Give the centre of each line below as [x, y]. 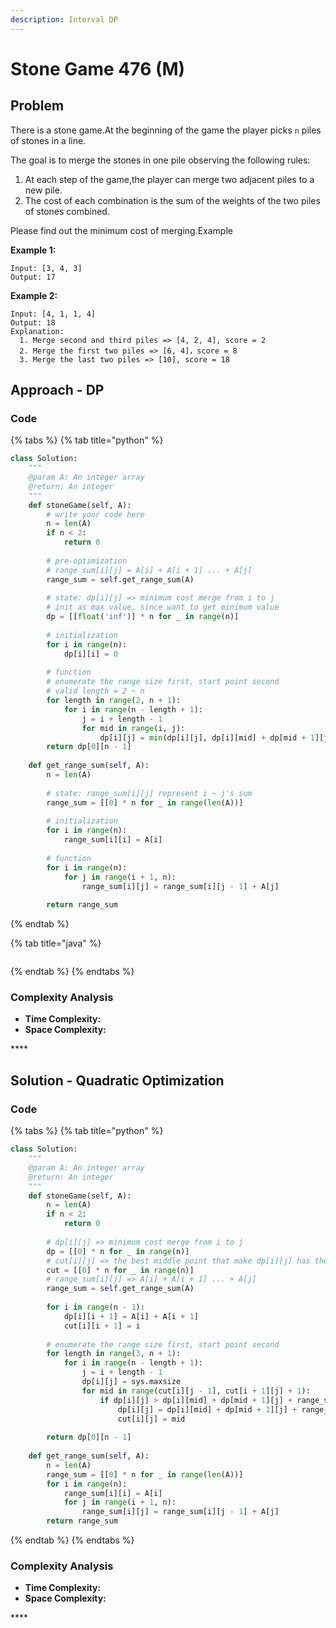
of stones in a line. [48, 140]
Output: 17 [33, 277]
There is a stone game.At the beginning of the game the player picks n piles [166, 130]
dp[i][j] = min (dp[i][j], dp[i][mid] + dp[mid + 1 [207, 737]
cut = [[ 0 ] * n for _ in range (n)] [120, 1270]
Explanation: [37, 331]
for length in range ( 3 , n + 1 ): [114, 1354]
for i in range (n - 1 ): [95, 1307]
